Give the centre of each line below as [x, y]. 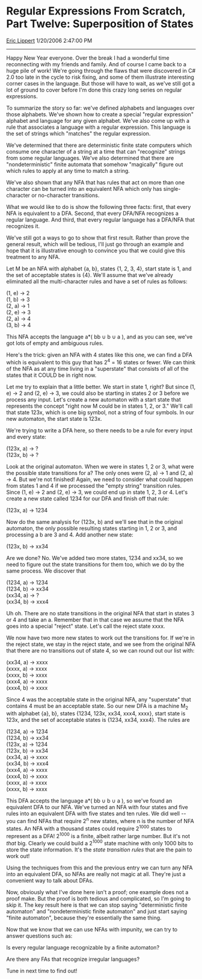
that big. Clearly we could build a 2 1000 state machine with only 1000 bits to [100, 843]
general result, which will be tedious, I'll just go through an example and [95, 244]
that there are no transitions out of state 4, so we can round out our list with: [100, 650]
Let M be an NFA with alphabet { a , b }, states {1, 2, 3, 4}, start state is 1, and [99, 269]
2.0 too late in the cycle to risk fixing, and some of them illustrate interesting [100, 77]
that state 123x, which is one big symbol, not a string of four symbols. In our [100, 412]
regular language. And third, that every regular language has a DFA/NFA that [101, 219]
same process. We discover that [46, 571]
